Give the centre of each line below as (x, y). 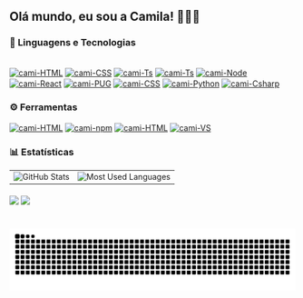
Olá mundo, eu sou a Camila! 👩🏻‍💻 (105, 17)
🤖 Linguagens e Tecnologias (73, 43)
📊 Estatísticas (42, 152)
